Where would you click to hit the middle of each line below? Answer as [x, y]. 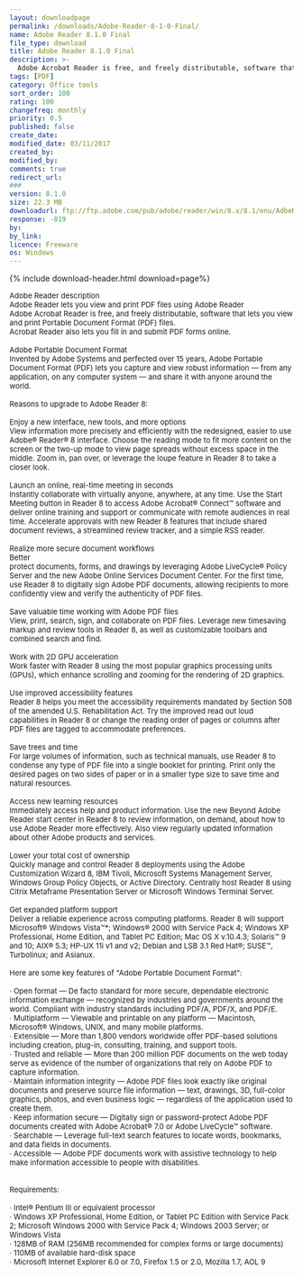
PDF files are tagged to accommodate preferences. [98, 729]
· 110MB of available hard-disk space [73, 1253]
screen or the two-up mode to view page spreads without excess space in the [144, 449]
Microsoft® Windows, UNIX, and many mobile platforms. [106, 1027]
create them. [32, 1108]
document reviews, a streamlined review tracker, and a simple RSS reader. [138, 531]
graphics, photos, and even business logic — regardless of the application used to [151, 1099]
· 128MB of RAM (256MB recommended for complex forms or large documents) [147, 1244]
